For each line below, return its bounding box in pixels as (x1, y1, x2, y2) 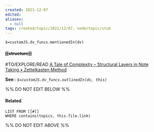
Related (5, 97, 22, 103)
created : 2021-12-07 (5, 7, 49, 13)
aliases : (5, 17, 24, 22)
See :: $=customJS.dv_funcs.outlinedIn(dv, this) (5, 76, 107, 83)
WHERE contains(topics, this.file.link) (5, 113, 91, 118)
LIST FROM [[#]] (5, 109, 39, 114)
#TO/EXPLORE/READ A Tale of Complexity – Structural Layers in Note (5, 61, 149, 68)
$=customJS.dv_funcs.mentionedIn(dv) (5, 40, 84, 45)
